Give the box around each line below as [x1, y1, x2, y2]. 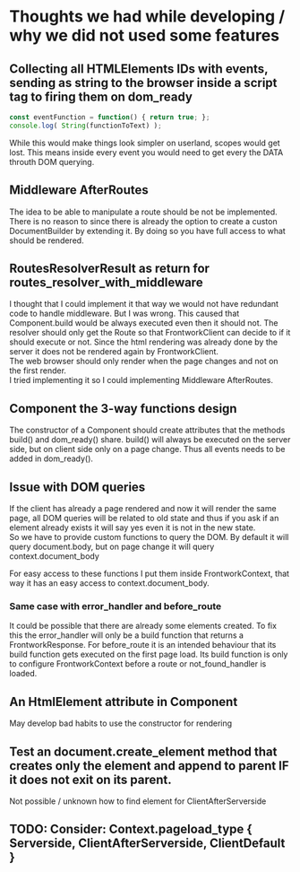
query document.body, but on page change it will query [9, 541, 215, 552]
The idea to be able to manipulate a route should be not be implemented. [9, 206, 278, 217]
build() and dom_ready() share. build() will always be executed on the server [9, 434, 291, 445]
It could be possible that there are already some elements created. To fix [9, 621, 278, 632]
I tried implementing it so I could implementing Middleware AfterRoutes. [9, 375, 274, 386]
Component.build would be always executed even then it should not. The [9, 318, 279, 328]
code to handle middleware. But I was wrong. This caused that [9, 308, 240, 319]
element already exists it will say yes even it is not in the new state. [9, 522, 256, 533]
